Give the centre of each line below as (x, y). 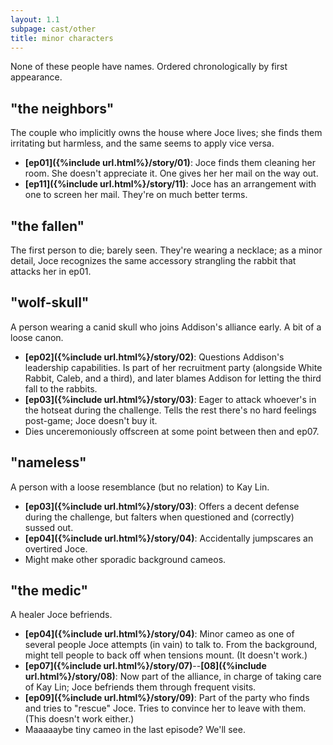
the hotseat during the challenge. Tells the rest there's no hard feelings (170, 410)
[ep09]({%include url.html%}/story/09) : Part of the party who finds (167, 698)
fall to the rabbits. (61, 388)
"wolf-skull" (50, 302)
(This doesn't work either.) (79, 719)
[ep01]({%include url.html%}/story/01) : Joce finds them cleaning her (170, 163)
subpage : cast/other (53, 29)
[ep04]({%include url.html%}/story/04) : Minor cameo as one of (159, 634)
